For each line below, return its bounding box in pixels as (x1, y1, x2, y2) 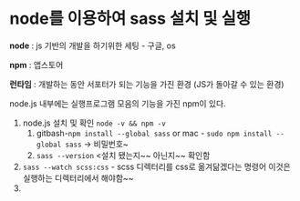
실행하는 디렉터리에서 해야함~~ (22, 172, 134, 183)
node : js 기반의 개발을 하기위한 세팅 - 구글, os (9, 40, 176, 51)
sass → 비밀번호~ (65, 138, 129, 149)
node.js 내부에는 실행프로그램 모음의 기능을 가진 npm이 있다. (9, 97, 226, 109)
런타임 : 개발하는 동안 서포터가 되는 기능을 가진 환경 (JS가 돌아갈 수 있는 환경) (9, 78, 284, 89)
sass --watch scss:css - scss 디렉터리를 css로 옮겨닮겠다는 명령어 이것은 (22, 161, 291, 172)
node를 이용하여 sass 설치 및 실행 (9, 8, 251, 29)
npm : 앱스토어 (9, 59, 64, 70)
